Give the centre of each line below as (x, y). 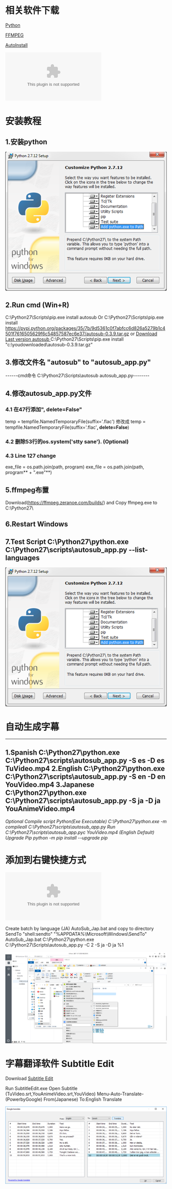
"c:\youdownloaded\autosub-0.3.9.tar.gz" (49, 345)
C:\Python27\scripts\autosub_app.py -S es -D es (85, 760)
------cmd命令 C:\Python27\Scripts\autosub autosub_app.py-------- (78, 376)
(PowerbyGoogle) (24, 1099)
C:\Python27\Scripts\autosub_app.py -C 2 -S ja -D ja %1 (64, 945)
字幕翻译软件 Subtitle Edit (60, 1064)
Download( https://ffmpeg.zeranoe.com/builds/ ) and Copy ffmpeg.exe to (81, 502)
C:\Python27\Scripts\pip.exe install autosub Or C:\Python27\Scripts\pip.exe (84, 318)
